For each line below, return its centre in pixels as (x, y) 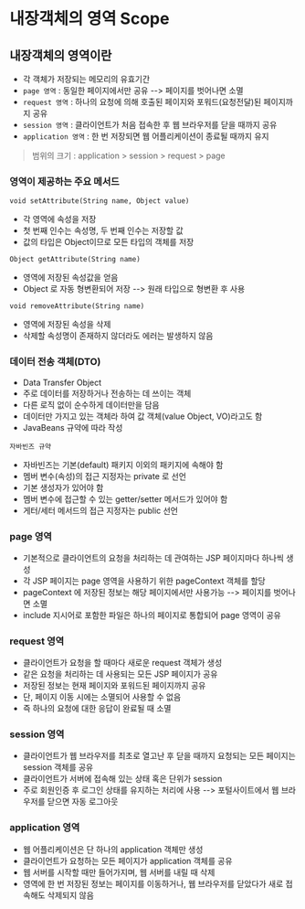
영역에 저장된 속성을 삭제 (67, 325)
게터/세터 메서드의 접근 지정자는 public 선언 (100, 510)
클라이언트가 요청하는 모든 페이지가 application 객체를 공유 (127, 861)
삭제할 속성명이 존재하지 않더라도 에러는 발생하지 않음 (118, 336)
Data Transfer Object (62, 382)
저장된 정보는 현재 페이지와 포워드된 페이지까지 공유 (114, 686)
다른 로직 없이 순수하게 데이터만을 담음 (91, 404)
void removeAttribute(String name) (77, 306)
